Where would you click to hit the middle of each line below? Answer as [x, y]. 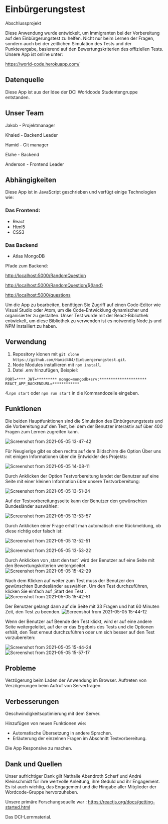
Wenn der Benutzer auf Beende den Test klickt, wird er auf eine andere [78, 621]
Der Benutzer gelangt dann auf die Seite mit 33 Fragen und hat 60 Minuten [82, 606]
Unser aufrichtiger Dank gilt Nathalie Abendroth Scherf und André [73, 776]
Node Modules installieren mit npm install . [57, 364]
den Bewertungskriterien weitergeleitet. [46, 565]
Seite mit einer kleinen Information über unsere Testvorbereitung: [73, 481]
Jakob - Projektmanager [30, 125]
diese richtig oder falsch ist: [34, 531]
